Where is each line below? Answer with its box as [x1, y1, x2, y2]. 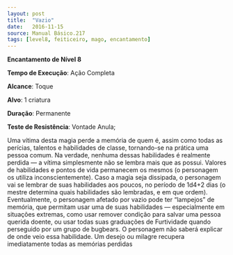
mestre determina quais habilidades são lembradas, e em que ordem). [7, 188, 208, 196]
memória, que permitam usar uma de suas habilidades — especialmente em [7, 203, 225, 211]
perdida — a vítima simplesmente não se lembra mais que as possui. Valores [7, 158, 227, 167]
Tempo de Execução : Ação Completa [7, 69, 115, 77]
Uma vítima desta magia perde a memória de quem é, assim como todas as [7, 137, 223, 145]
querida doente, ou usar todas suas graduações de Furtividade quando [7, 217, 211, 226]
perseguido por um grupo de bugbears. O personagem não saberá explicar [7, 225, 223, 233]
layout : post [7, 10, 45, 17]
